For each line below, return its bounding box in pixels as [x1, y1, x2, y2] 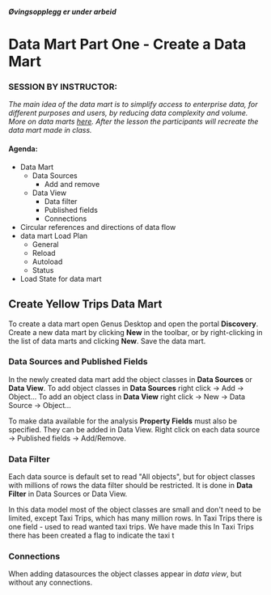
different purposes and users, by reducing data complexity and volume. [8, 108, 248, 118]
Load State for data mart [19, 274, 103, 283]
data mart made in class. [8, 125, 92, 135]
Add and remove [44, 179, 100, 189]
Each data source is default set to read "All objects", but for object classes [8, 472, 256, 482]
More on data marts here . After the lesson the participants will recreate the [8, 117, 259, 126]
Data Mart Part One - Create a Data [8, 36, 247, 53]
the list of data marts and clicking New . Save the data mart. [8, 336, 206, 346]
